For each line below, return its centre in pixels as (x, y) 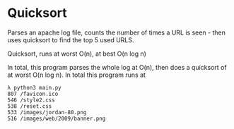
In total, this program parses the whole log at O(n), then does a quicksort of (117, 67)
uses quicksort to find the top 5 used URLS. (71, 39)
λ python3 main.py (34, 87)
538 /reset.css (30, 106)
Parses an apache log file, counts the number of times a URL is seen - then (117, 32)
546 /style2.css (31, 100)
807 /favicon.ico (33, 94)
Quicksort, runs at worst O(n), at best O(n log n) (77, 54)
